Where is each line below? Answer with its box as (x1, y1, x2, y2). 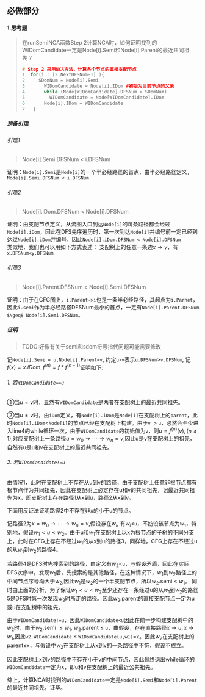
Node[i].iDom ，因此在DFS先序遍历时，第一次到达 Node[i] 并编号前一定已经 (7, 228, 193, 236)
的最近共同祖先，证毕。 (7, 684, 66, 691)
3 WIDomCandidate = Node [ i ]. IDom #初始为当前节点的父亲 (21, 83, 174, 90)
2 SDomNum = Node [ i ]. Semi (21, 78, 99, 84)
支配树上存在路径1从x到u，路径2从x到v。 (31, 494, 135, 502)
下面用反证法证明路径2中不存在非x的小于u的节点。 (7, 507, 134, 515)
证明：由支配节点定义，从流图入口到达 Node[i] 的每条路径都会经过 (7, 220, 171, 228)
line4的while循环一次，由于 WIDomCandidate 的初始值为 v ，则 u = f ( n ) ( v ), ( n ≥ (12, 426, 197, 435)
